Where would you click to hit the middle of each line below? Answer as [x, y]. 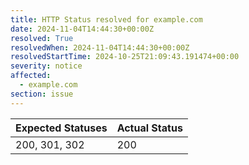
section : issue [42, 94]
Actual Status [149, 128]
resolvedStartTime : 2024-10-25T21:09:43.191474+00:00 [125, 57]
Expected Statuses [61, 128]
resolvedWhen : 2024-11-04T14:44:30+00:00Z [100, 47]
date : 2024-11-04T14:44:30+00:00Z [82, 29]
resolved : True [42, 38]
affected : [31, 76]
